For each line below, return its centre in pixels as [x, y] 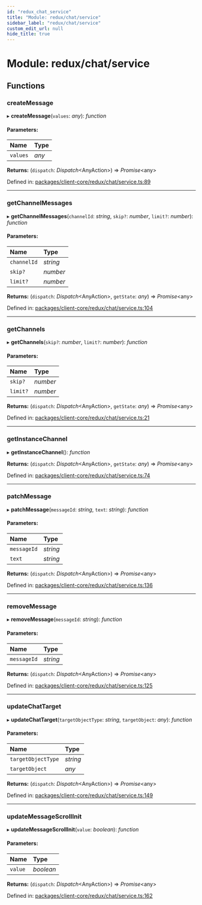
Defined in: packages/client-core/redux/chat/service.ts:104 [80, 308]
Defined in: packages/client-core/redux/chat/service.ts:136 [80, 585]
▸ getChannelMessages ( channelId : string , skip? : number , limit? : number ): [100, 216]
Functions [26, 85]
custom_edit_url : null [35, 28]
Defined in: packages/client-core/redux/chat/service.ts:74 [79, 475]
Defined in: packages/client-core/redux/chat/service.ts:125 [80, 685]
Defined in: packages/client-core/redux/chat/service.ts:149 [80, 795]
